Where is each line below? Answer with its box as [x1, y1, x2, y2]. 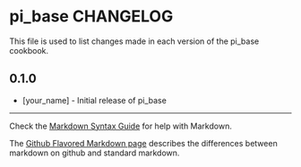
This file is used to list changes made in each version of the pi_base [9, 36, 260, 46]
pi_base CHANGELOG [9, 6, 174, 27]
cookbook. [9, 45, 49, 55]
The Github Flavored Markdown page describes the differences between [9, 138, 278, 148]
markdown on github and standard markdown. [9, 147, 180, 158]
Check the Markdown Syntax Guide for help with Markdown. [9, 121, 233, 131]
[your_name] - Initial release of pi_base [21, 95, 168, 105]
